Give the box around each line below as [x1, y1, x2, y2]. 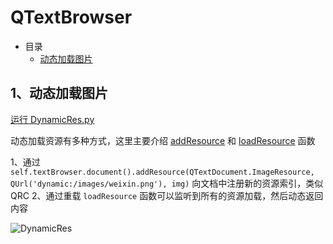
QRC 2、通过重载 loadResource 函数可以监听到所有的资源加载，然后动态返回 [10, 189, 324, 201]
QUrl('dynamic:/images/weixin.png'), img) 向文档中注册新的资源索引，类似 [10, 177, 324, 189]
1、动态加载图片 [10, 85, 109, 102]
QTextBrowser [10, 6, 133, 29]
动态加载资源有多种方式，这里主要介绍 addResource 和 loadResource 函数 [10, 134, 316, 146]
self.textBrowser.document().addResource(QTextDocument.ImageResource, [10, 167, 315, 177]
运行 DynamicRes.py [10, 113, 95, 125]
